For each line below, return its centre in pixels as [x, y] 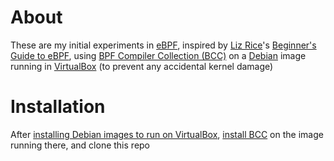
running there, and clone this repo [80, 145]
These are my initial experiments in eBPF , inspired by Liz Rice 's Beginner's [163, 45]
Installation [58, 107]
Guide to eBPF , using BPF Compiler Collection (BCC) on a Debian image [158, 55]
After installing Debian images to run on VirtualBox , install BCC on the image [167, 134]
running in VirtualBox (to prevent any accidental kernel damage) [142, 66]
